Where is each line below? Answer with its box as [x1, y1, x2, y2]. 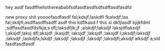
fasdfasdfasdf [5, 41, 35, 47]
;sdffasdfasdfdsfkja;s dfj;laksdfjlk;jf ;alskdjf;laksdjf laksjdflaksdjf [5, 25, 141, 31]
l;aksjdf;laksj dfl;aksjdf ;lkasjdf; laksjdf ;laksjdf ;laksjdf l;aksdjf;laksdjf [5, 30, 151, 36]
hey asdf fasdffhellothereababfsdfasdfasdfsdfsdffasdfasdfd [5, 5, 132, 10]
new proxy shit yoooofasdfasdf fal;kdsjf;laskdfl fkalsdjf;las [5, 14, 129, 20]
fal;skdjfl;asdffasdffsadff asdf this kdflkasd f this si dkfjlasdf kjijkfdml [5, 20, 150, 25]
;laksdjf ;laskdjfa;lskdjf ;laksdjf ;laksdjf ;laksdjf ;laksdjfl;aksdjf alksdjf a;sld [5, 35, 160, 41]
